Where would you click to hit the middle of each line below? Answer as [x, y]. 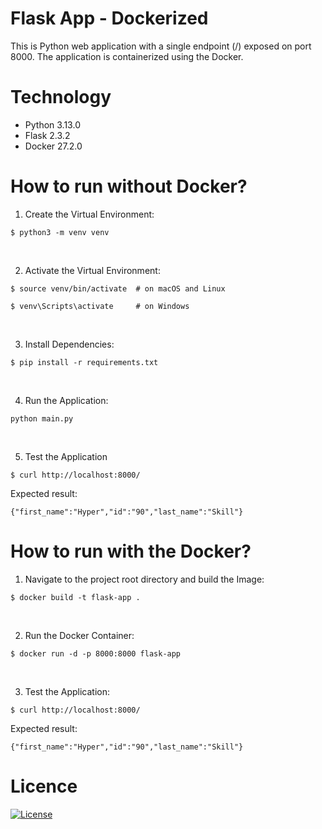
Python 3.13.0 [52, 124]
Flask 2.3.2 [47, 135]
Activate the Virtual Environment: [92, 270]
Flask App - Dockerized [109, 18]
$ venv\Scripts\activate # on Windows [100, 306]
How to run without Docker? [129, 186]
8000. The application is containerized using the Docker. [127, 56]
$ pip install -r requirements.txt [84, 362]
